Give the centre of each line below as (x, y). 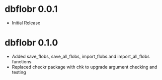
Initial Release (26, 23)
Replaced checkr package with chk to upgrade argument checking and (84, 67)
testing (19, 72)
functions (22, 61)
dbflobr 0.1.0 (31, 43)
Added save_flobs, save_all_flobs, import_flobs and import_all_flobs (81, 56)
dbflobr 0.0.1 (31, 9)
